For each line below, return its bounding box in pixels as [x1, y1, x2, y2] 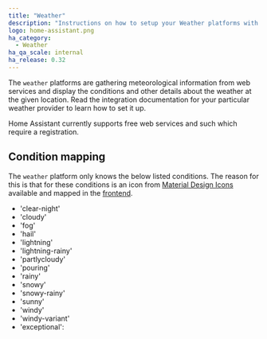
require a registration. [8, 127, 80, 136]
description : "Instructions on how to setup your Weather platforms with [8, 19, 259, 27]
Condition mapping [8, 150, 106, 164]
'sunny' [19, 296, 45, 306]
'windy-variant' [19, 314, 70, 323]
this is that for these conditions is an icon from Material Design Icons [8, 180, 234, 189]
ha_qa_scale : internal [8, 49, 84, 56]
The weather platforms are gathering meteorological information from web [8, 77, 251, 88]
